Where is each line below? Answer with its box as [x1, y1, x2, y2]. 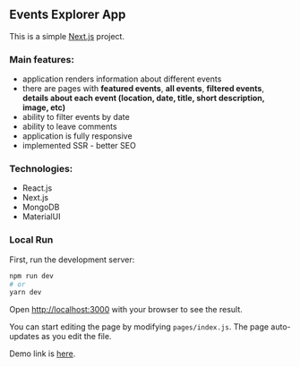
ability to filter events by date [21, 112, 130, 123]
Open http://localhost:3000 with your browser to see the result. [9, 304, 244, 315]
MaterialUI [21, 211, 61, 222]
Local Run [9, 234, 54, 246]
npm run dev [9, 271, 54, 280]
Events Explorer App [9, 7, 126, 22]
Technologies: [9, 163, 73, 175]
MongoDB [21, 201, 60, 213]
